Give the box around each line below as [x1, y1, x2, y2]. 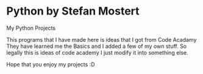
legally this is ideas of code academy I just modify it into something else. [6, 49, 189, 56]
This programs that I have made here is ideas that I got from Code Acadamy [6, 36, 197, 43]
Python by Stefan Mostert [6, 4, 140, 18]
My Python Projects [6, 24, 56, 32]
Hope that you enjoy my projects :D [6, 61, 95, 68]
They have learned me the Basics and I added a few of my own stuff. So [6, 42, 187, 50]
